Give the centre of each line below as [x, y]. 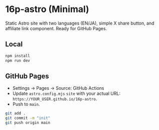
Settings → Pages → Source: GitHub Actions [58, 88]
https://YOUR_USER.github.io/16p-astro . [55, 99]
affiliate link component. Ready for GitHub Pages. [56, 28]
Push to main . [26, 104]
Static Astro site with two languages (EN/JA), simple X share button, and [80, 23]
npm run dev [18, 60]
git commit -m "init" [28, 118]
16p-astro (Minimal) [47, 9]
